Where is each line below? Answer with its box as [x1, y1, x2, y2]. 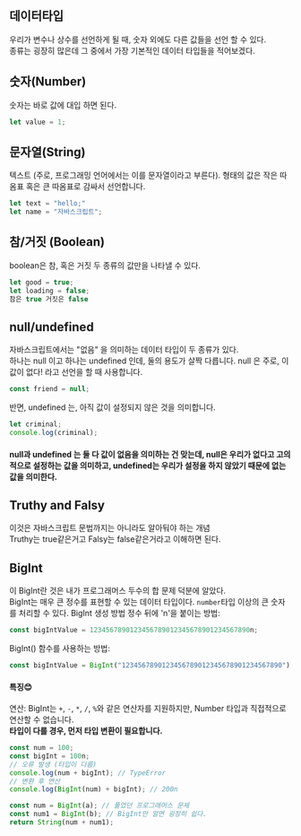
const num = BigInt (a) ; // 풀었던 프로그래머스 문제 [9, 801, 190, 810]
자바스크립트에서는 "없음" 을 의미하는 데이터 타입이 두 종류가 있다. [9, 344, 239, 355]
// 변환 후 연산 [9, 777, 61, 786]
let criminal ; [9, 420, 63, 429]
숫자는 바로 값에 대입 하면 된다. [9, 100, 117, 110]
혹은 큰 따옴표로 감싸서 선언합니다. [25, 181, 146, 192]
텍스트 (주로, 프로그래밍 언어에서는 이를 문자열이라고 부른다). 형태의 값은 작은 [9, 170, 278, 181]
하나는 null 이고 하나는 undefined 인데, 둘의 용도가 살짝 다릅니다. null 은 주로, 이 [9, 355, 289, 366]
